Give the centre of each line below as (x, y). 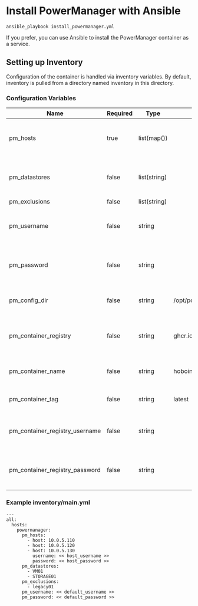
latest (181, 399)
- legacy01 (41, 587)
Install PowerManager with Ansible (93, 11)
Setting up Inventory (45, 62)
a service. (18, 44)
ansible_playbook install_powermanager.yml (60, 27)
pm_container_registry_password (55, 470)
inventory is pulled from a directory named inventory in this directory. (90, 83)
